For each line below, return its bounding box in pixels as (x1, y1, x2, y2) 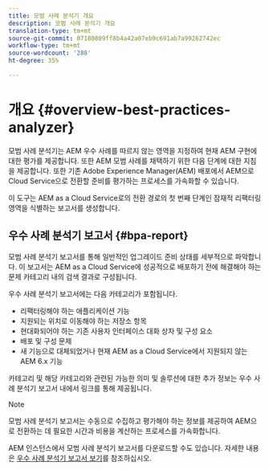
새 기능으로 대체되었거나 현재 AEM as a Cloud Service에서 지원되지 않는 (19, 346, 248, 356)
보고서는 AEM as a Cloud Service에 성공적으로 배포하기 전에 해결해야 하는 (26, 262, 262, 272)
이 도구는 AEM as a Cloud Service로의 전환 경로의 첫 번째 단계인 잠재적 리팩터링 (8, 193, 262, 202)
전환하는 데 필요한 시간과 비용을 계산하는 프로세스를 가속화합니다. (16, 426, 221, 435)
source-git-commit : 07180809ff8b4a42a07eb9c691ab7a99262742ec (8, 34, 221, 43)
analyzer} (8, 118, 75, 137)
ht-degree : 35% (8, 57, 59, 65)
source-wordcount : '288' (8, 49, 92, 57)
